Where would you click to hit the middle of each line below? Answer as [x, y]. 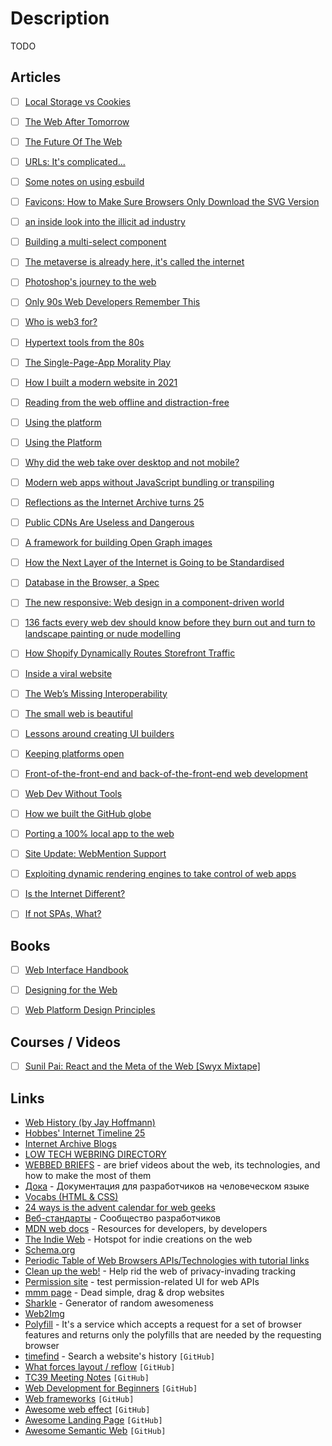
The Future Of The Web [73, 141]
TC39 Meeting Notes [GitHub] [87, 1377]
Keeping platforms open [74, 753]
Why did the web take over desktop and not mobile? [132, 462]
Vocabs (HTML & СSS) [71, 1196]
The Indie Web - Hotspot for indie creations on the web [138, 1239]
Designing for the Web [71, 990]
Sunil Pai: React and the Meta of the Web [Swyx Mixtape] [142, 1066]
